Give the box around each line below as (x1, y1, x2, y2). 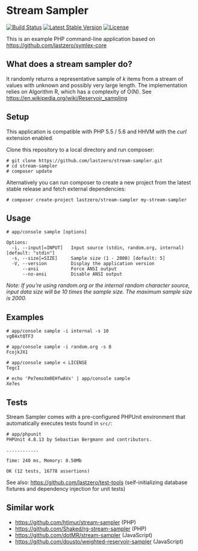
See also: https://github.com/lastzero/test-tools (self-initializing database (6, 479, 188, 486)
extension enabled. (6, 134, 54, 142)
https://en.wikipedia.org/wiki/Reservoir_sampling (6, 94, 128, 101)
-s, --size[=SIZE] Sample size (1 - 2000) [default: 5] (11, 256, 166, 262)
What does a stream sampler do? (6, 59, 132, 69)
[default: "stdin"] (6, 250, 55, 256)
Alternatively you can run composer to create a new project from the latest (6, 178, 191, 186)
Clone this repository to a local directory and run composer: (6, 146, 155, 153)
